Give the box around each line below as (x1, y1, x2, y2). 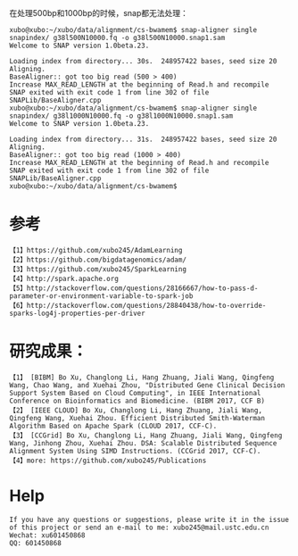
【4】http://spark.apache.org (9, 274, 119, 283)
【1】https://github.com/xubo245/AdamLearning (9, 245, 183, 254)
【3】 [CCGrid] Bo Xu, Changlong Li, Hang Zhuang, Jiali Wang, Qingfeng (9, 431, 283, 440)
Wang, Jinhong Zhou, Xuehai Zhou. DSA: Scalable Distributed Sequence (9, 438, 277, 448)
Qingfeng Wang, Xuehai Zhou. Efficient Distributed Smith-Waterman (9, 413, 266, 422)
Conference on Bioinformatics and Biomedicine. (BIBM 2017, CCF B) (9, 396, 266, 405)
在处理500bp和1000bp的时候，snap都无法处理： (9, 8, 189, 18)
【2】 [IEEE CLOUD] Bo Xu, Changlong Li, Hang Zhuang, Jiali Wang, (9, 405, 263, 415)
